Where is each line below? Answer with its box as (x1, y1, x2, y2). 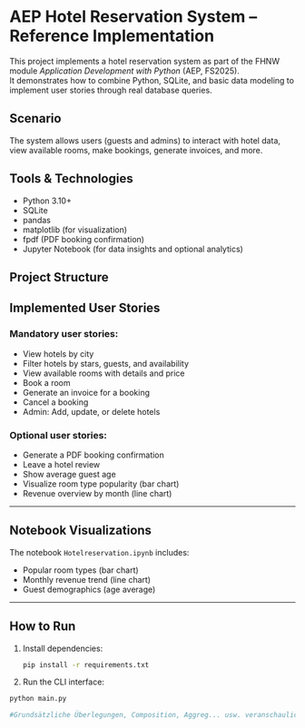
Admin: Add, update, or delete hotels (22, 406, 161, 417)
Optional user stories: (9, 428, 107, 441)
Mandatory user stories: (9, 328, 119, 340)
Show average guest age (22, 468, 116, 479)
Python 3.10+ (22, 195, 73, 206)
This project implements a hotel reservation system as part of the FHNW (9, 55, 280, 66)
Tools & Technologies (9, 171, 133, 187)
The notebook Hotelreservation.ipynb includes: (9, 546, 190, 557)
